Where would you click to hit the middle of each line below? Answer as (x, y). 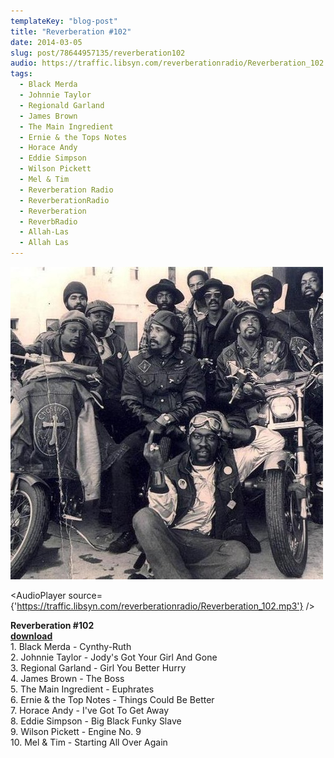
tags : (21, 74)
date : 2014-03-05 (46, 42)
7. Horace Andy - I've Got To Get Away (90, 710)
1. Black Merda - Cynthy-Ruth (71, 646)
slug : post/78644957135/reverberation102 (98, 53)
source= (85, 595)
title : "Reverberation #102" (71, 31)
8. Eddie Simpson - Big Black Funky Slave (96, 721)
